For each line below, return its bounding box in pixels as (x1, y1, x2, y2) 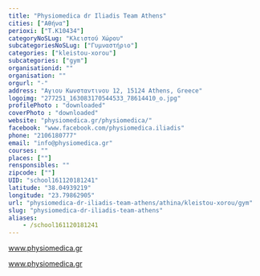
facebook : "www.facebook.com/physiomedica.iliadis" (8, 124, 185, 132)
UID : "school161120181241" (8, 176, 99, 185)
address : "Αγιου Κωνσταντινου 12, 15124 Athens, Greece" (8, 86, 203, 95)
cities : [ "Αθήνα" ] (8, 19, 70, 27)
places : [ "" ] (8, 154, 52, 162)
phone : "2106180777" (8, 131, 78, 139)
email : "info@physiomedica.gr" (8, 138, 113, 147)
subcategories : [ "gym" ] (8, 57, 88, 65)
